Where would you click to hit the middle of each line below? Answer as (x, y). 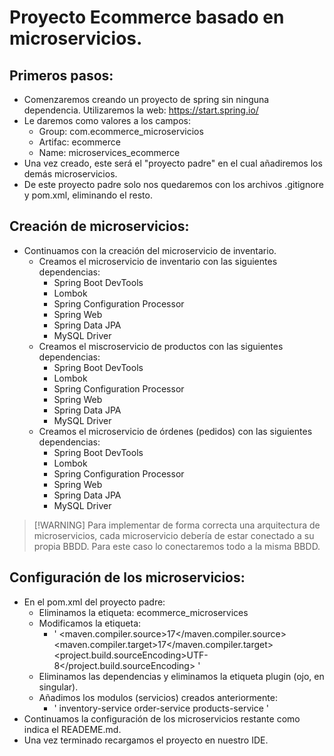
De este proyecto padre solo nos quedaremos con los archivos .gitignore (173, 184)
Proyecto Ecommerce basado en (147, 17)
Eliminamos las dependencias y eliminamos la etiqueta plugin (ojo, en (181, 676)
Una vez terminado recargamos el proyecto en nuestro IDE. (146, 740)
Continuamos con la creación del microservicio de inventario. (150, 250)
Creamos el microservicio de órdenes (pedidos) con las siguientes (175, 431)
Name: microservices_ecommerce (109, 152)
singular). (58, 687)
